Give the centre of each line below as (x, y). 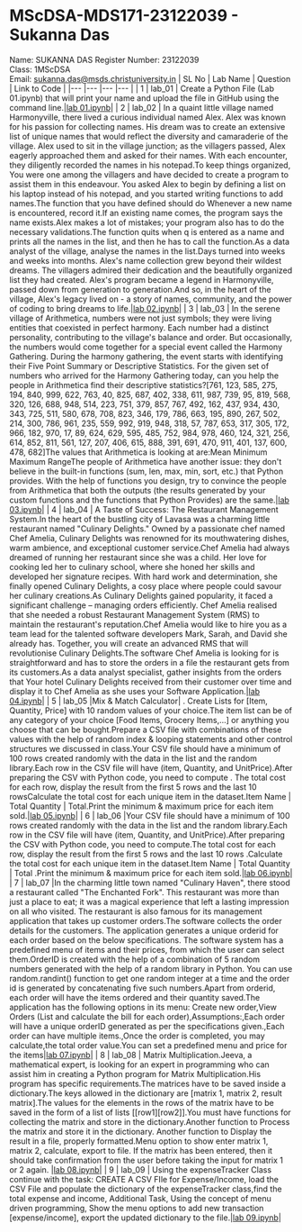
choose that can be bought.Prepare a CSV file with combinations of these (146, 729)
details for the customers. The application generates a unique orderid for (144, 930)
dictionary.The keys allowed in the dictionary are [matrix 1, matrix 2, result (146, 1093)
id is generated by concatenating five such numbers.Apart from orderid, (142, 988)
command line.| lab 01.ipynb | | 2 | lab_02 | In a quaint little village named (142, 107)
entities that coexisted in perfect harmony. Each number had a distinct (139, 327)
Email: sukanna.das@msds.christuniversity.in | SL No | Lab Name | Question (150, 78)
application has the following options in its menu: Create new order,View (143, 1007)
